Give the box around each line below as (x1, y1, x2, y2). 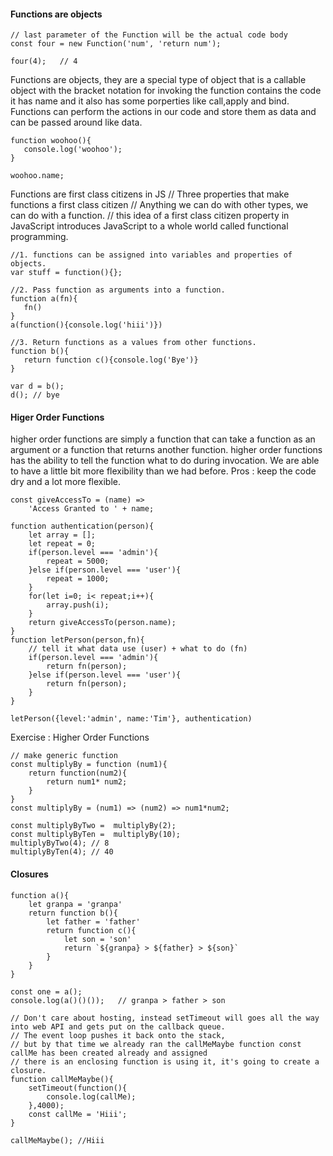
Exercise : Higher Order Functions (10, 731, 150, 744)
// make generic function (10, 751, 118, 761)
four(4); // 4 (10, 56, 78, 67)
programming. (10, 231, 69, 243)
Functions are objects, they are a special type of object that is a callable (10, 74, 307, 86)
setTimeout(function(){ (28, 1083, 128, 1093)
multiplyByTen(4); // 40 (10, 847, 114, 857)
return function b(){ (28, 908, 118, 918)
